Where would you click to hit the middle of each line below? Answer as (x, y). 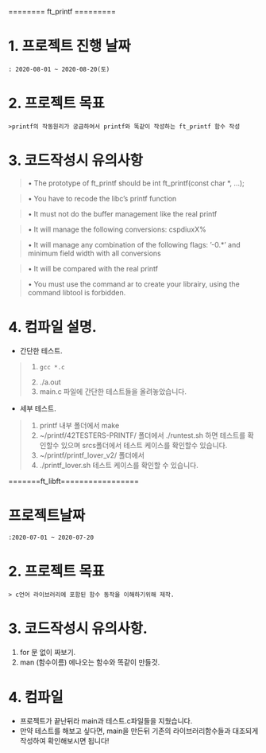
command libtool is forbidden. (77, 292)
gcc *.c (52, 367)
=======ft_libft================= (74, 481)
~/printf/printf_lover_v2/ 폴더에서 (92, 455)
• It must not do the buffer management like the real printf (122, 213)
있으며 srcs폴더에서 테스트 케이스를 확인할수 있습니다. (144, 445)
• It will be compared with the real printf (93, 268)
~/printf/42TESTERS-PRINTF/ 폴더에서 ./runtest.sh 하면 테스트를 (143, 435)
